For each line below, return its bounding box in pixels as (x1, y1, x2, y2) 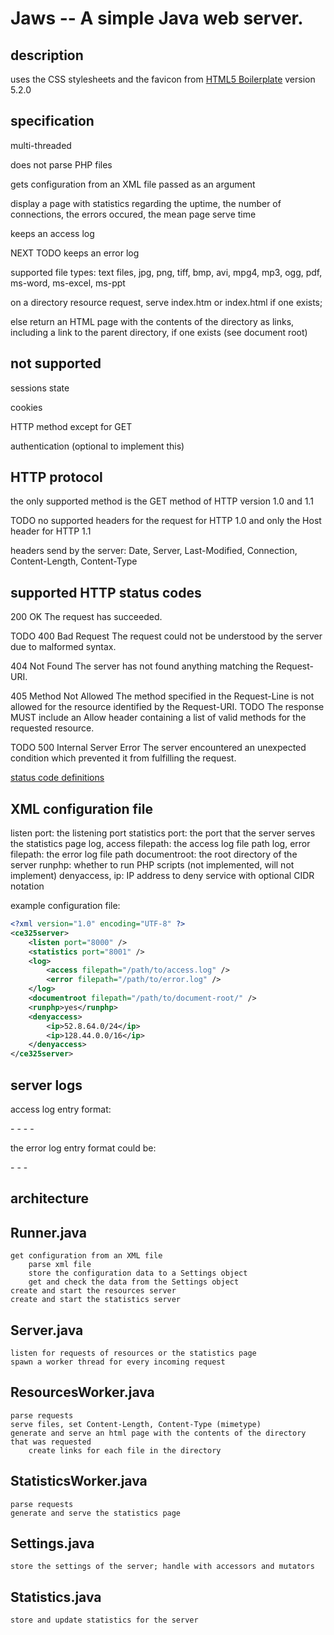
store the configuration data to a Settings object (28, 1268, 248, 1279)
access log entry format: (10, 1103, 112, 1115)
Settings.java (10, 1535, 95, 1552)
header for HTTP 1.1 (10, 525, 92, 537)
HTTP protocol (10, 469, 103, 486)
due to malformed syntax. (10, 641, 117, 653)
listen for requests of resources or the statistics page (10, 1348, 257, 1359)
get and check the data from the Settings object (28, 1277, 240, 1287)
